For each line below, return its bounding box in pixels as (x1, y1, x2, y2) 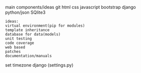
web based (5, 45, 26, 50)
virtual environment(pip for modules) (5, 23, 85, 28)
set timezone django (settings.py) (5, 62, 74, 68)
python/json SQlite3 (5, 9, 46, 15)
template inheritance (5, 28, 50, 33)
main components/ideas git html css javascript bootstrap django (5, 4, 136, 10)
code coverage (5, 40, 35, 45)
